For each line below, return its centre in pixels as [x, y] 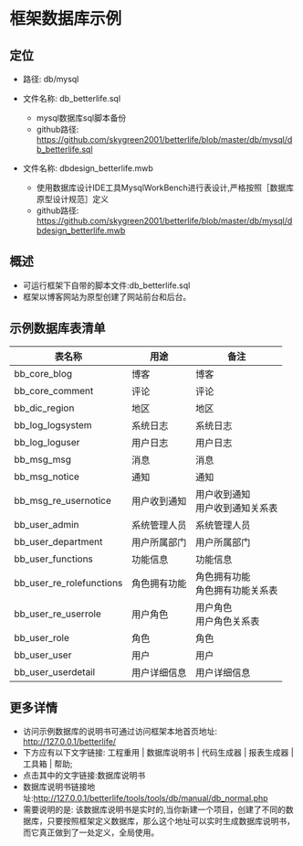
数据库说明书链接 [55, 787]
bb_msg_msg [42, 459]
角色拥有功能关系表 [237, 590]
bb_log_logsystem [53, 424]
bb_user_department [58, 541]
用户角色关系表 [228, 621]
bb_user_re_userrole [58, 614]
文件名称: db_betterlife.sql [72, 98]
